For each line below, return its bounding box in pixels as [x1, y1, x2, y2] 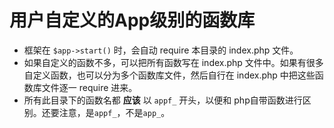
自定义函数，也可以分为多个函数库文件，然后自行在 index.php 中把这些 [23, 69, 316, 81]
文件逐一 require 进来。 [41, 81, 138, 93]
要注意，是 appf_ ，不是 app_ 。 [50, 106, 171, 118]
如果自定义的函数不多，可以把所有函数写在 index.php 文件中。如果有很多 [23, 56, 324, 68]
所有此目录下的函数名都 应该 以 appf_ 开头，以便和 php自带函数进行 [23, 94, 303, 106]
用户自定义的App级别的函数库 [9, 9, 256, 32]
